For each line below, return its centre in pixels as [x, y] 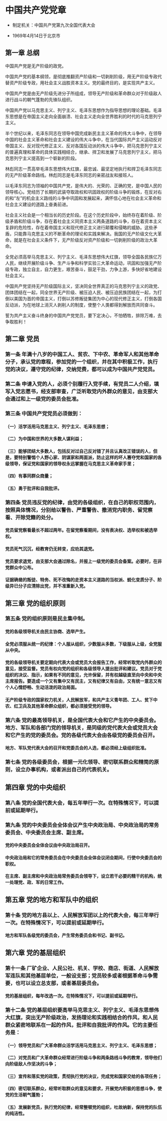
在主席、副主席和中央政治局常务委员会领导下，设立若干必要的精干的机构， [81, 876]
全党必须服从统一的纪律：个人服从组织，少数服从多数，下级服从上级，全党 [81, 644]
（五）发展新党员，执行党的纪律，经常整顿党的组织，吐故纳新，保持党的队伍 [83, 1107]
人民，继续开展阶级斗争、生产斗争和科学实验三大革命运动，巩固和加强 [77, 263]
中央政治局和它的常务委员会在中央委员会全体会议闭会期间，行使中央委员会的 [83, 857]
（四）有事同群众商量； [29, 476]
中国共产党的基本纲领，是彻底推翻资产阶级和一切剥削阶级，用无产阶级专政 [81, 76]
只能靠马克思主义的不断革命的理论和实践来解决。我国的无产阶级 [79, 234]
